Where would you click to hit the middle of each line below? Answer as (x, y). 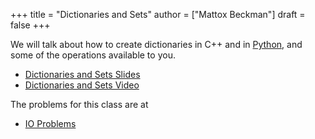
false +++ (30, 25)
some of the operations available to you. (93, 55)
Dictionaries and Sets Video (82, 85)
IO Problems (50, 123)
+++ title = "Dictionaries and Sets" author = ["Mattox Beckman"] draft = (158, 14)
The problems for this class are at (79, 104)
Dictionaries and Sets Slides (82, 74)
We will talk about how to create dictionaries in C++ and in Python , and (156, 44)
